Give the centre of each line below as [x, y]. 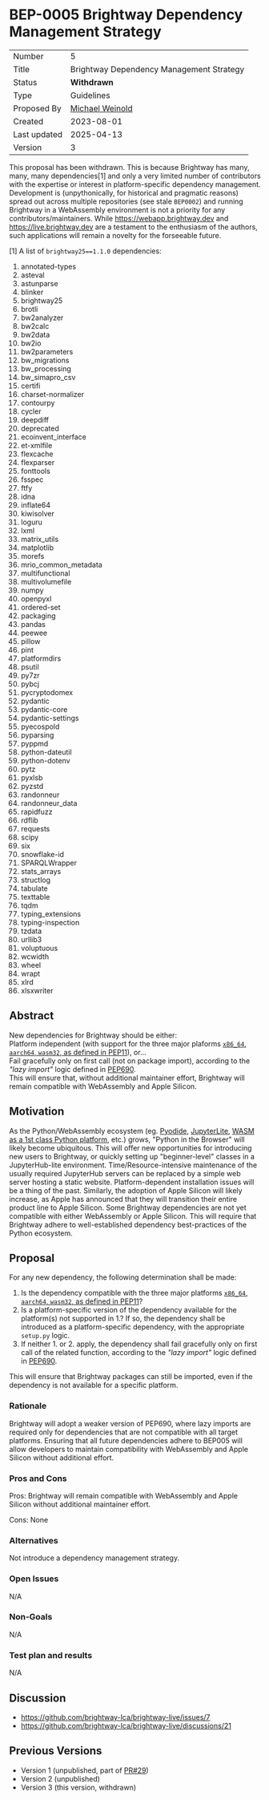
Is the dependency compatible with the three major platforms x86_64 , [134, 1293]
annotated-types [48, 266]
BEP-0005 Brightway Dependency [126, 15]
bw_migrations [45, 360]
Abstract [32, 1016]
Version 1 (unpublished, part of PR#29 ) [84, 1770]
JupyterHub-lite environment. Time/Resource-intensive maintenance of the [133, 1165]
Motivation [37, 1112]
